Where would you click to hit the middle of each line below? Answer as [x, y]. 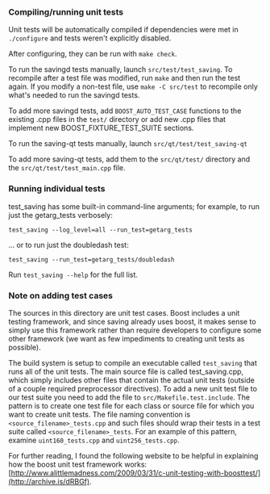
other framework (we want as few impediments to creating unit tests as [127, 338]
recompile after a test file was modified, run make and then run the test [125, 78]
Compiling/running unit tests [66, 12]
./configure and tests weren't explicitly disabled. [90, 38]
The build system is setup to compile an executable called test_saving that [133, 362]
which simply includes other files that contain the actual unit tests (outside [132, 380]
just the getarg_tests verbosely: [60, 215]
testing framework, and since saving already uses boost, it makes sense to [132, 321]
